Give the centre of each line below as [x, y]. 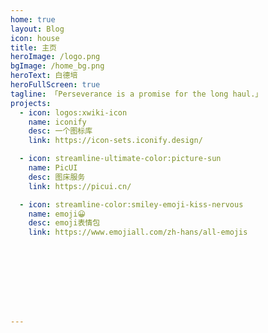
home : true [33, 19]
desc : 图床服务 [57, 177]
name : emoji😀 [57, 214]
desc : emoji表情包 [64, 223]
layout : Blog [37, 29]
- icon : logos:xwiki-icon [73, 112]
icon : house [35, 38]
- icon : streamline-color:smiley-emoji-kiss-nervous [131, 204]
